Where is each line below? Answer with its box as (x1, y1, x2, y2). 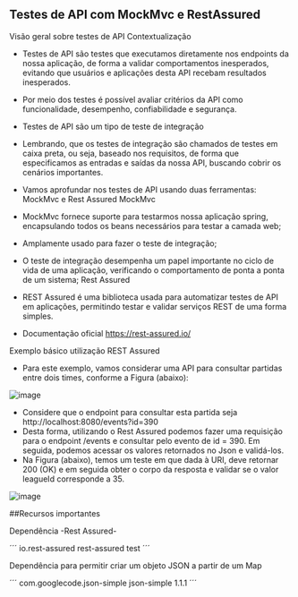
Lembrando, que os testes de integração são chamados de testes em (21, 138, 278, 149)
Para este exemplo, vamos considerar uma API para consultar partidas (21, 362, 283, 373)
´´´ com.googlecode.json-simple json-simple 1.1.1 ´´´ (9, 577, 198, 588)
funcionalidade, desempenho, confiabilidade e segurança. (21, 103, 237, 115)
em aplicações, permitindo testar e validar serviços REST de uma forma (21, 301, 287, 311)
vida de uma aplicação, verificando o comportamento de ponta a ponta (21, 264, 285, 276)
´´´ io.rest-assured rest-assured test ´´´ (9, 542, 150, 553)
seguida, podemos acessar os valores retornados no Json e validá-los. (21, 445, 285, 456)
